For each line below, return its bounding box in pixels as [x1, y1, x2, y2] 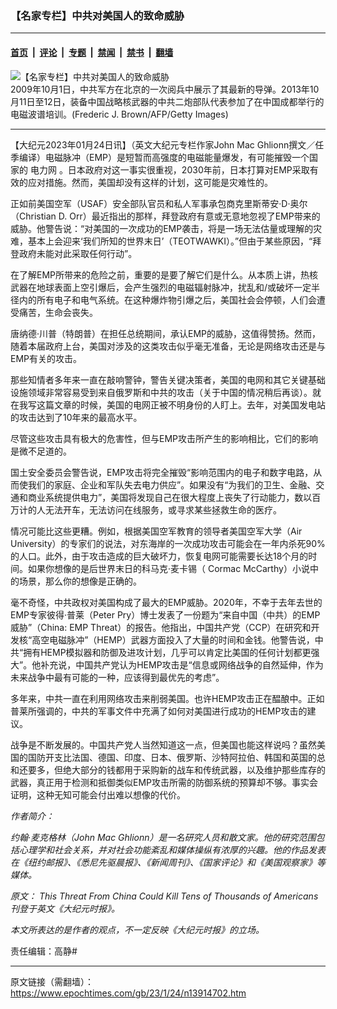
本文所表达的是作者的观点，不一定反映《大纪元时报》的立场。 [10, 923, 265, 936]
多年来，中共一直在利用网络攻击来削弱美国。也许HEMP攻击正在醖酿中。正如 [10, 692, 325, 704]
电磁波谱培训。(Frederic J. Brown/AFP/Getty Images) [10, 108, 229, 120]
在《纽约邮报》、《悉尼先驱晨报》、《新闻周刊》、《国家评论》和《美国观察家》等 [10, 856, 326, 868]
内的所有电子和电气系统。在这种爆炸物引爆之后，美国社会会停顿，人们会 [18, 293, 317, 306]
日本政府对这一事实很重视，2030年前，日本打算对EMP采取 [67, 163, 310, 176]
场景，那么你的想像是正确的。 [18, 575, 142, 587]
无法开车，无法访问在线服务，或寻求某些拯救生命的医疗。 [44, 503, 282, 516]
